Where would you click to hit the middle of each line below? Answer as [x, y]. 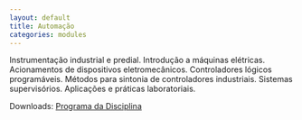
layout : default [40, 18]
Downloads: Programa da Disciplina [75, 106]
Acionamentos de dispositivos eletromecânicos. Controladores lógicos [141, 69]
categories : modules [48, 34]
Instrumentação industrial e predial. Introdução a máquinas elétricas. [137, 60]
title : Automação [42, 26]
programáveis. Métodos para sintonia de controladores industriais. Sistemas [151, 79]
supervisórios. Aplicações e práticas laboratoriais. [103, 89]
